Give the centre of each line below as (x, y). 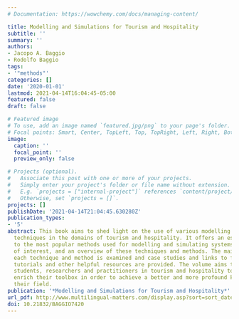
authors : (20, 47)
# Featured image (33, 119)
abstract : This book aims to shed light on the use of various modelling (119, 231)
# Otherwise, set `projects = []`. (63, 198)
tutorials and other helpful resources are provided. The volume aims (121, 264)
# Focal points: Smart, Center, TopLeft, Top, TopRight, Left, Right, (114, 132)
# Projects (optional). (43, 172)
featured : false (31, 100)
